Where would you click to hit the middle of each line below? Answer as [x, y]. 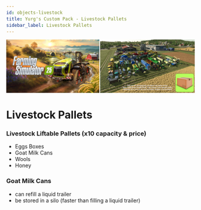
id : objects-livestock [34, 13]
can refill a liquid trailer [43, 194]
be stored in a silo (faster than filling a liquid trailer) [77, 200]
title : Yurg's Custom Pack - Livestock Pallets [67, 19]
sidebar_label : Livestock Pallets [49, 25]
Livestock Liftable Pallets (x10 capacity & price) [76, 133]
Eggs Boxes [29, 147]
